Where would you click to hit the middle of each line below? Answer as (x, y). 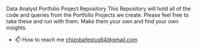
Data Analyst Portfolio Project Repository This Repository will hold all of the (98, 9)
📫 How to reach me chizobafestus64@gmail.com (76, 39)
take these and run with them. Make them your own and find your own (93, 21)
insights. (17, 27)
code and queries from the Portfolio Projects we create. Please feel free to (98, 15)
